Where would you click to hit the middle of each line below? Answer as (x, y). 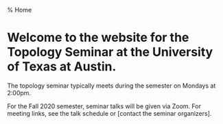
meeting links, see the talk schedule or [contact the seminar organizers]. (109, 113)
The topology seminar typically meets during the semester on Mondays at (111, 86)
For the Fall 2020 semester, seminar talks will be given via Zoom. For (104, 106)
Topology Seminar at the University (110, 52)
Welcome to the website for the (98, 38)
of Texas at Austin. (62, 67)
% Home (20, 10)
